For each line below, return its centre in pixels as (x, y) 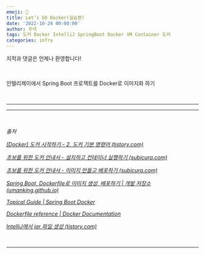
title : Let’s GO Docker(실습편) (45, 18)
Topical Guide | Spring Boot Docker (51, 202)
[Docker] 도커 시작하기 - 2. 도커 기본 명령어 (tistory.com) (75, 144)
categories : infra (30, 40)
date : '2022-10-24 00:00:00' (43, 23)
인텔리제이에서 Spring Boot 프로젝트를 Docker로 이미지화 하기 (81, 83)
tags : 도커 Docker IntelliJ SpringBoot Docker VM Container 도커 (88, 35)
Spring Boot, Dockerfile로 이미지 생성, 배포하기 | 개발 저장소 (79, 183)
